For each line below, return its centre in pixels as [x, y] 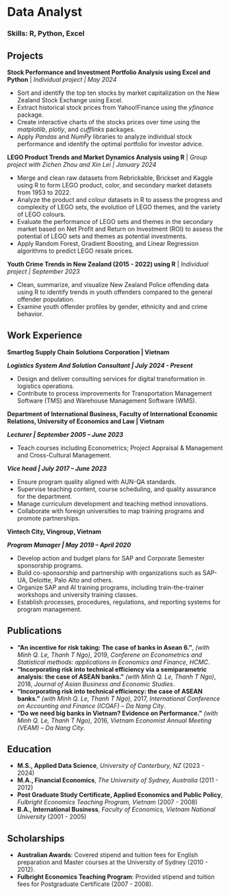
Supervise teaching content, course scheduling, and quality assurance [117, 489]
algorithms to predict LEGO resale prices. [75, 251]
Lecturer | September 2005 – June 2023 [65, 434]
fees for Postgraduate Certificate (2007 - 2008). [85, 884]
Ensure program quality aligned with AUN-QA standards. [97, 482]
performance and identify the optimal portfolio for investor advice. [110, 144]
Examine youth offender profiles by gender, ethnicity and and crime [112, 306]
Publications [35, 631]
